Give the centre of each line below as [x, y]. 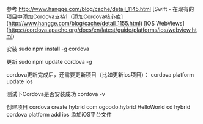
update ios [20, 81]
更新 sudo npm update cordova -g [50, 62]
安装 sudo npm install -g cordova [48, 49]
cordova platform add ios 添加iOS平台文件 [59, 115]
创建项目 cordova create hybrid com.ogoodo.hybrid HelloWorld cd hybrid [98, 107]
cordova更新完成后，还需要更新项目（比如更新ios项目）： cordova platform [100, 74]
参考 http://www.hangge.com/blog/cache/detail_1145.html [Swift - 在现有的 [100, 9]
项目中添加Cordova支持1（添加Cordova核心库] [65, 16]
